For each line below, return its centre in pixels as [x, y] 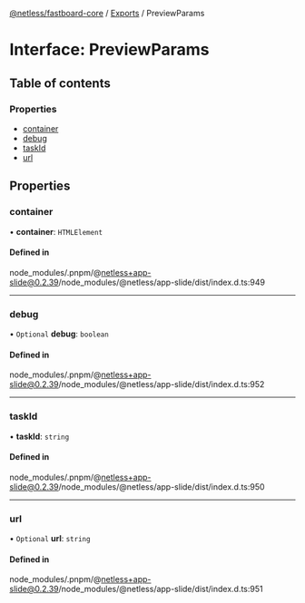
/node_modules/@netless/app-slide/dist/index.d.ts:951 [161, 589]
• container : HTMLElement [56, 231]
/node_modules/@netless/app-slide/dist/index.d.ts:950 [162, 486]
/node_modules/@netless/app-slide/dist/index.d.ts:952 [162, 384]
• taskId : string [39, 436]
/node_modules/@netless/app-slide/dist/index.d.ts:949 [162, 282]
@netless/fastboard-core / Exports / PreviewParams [107, 13]
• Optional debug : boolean [59, 334]
